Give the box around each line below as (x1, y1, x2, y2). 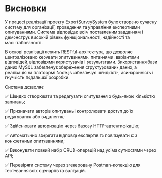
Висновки (5, 3, 47, 14)
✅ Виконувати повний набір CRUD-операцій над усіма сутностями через (5, 147, 156, 153)
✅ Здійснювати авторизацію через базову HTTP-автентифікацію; (5, 123, 140, 129)
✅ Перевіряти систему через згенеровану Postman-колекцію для (5, 162, 141, 168)
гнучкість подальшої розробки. (5, 74, 70, 80)
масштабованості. (5, 39, 43, 45)
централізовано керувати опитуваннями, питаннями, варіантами (5, 54, 139, 59)
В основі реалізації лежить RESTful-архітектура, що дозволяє (5, 49, 133, 55)
